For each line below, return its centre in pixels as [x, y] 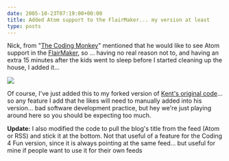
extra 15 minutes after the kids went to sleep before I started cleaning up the [115, 60]
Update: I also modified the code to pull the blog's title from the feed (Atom [113, 129]
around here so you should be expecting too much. [79, 115]
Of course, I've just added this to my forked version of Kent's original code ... [115, 94]
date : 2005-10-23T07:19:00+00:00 [55, 13]
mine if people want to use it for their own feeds [75, 151]
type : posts [24, 26]
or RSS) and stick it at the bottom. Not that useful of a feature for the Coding [115, 136]
